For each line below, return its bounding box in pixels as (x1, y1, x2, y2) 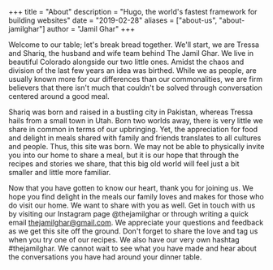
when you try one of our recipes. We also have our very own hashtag (8, 235, 240, 244)
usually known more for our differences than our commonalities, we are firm (8, 75, 262, 84)
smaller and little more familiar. (8, 168, 111, 177)
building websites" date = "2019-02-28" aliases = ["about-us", (8, 15, 218, 25)
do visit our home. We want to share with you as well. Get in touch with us (8, 200, 256, 210)
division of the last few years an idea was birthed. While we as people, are (8, 66, 258, 75)
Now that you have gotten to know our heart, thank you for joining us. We (8, 183, 253, 193)
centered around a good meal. (8, 92, 110, 101)
